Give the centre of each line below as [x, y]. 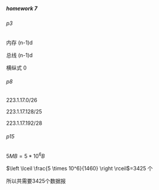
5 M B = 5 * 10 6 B [26, 156]
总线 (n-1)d [20, 55]
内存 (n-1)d [20, 42]
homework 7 [22, 8]
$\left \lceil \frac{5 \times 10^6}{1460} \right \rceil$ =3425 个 [79, 168]
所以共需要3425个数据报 [36, 180]
